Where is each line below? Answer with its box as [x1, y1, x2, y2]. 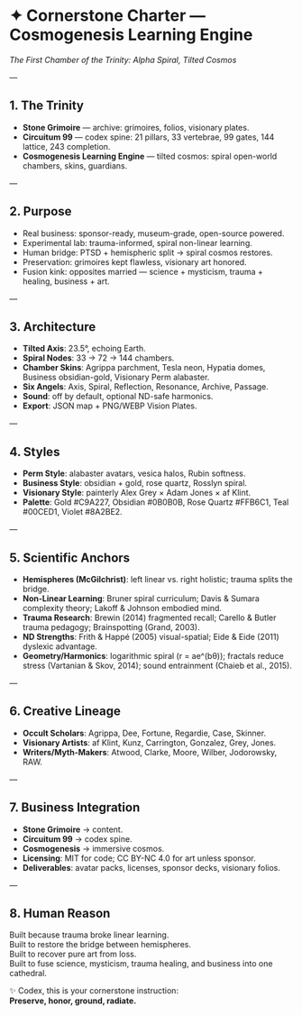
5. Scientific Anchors [9, 550, 131, 565]
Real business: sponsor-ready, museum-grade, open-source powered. [22, 227, 285, 239]
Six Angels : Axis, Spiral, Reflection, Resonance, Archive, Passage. [22, 381, 269, 392]
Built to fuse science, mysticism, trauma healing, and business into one [9, 958, 273, 969]
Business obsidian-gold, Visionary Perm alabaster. [22, 371, 210, 383]
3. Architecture [9, 319, 96, 334]
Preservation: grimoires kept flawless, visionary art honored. [22, 256, 247, 267]
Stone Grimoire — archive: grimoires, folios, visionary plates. [22, 122, 250, 133]
